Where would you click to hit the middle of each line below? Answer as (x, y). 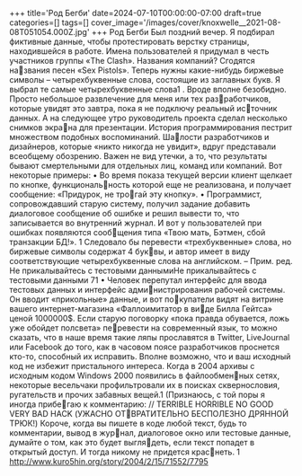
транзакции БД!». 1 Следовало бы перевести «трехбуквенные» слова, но (151, 242)
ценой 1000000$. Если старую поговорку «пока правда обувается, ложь (150, 318)
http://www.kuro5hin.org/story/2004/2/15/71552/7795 (109, 461)
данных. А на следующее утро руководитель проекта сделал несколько (148, 118)
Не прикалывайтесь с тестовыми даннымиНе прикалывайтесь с (133, 270)
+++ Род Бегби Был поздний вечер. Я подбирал (183, 32)
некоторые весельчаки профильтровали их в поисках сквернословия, (145, 385)
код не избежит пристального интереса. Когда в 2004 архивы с (132, 366)
